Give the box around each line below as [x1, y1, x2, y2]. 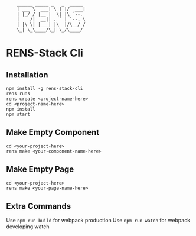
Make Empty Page [6, 164, 74, 174]
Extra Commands [6, 201, 71, 211]
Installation [6, 70, 48, 80]
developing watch [6, 223, 50, 230]
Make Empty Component [6, 127, 99, 137]
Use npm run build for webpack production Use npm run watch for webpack [6, 217, 191, 224]
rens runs [6, 90, 31, 96]
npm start [6, 111, 31, 117]
